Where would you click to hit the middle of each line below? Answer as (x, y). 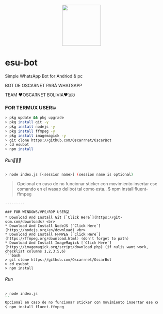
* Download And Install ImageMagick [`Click (51, 243)
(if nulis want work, (127, 247)
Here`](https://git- (102, 218)
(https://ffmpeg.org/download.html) (42, 239)
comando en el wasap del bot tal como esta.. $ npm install (75, 189)
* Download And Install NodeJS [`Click (45, 226)
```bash (13, 256)
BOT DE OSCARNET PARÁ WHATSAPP (44, 85)
